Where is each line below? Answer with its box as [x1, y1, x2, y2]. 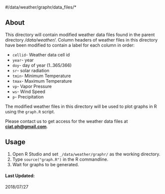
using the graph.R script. [5, 108, 55, 114]
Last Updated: [5, 173, 35, 179]
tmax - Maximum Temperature [12, 78, 72, 84]
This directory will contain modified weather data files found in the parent [5, 32, 155, 38]
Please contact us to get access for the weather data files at [5, 118, 128, 124]
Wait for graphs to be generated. [12, 161, 79, 167]
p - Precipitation [12, 94, 44, 99]
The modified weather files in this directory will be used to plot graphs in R [5, 103, 157, 109]
